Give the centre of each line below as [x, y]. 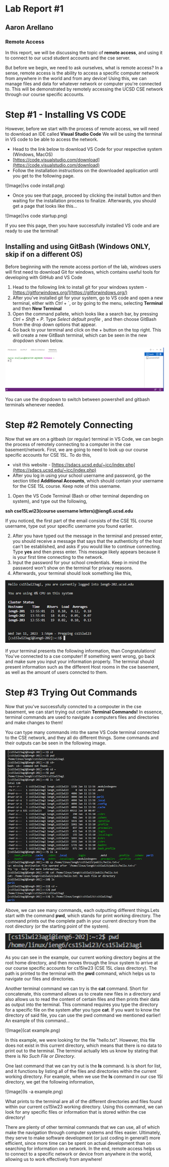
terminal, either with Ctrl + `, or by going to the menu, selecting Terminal [88, 303]
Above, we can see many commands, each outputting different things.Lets [82, 910]
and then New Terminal [37, 308]
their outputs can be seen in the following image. [56, 743]
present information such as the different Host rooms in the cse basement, [82, 666]
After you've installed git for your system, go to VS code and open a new [88, 298]
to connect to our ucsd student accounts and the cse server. [68, 58]
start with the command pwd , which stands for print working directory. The [83, 915]
